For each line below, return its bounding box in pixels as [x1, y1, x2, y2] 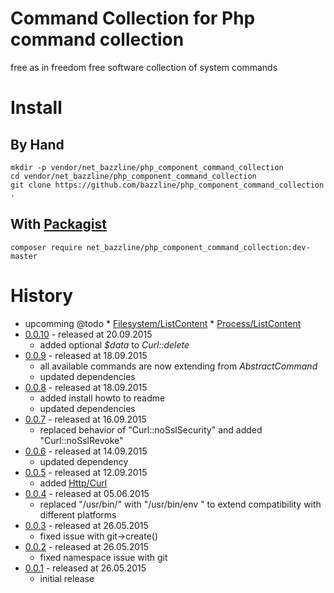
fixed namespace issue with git [39, 551, 168, 563]
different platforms [39, 508, 117, 521]
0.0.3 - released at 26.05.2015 [24, 519, 149, 531]
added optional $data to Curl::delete [39, 338, 190, 351]
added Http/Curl [39, 477, 108, 489]
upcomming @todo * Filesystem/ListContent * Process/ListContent [24, 317, 302, 329]
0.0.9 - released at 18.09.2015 [24, 349, 148, 361]
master [10, 251, 38, 261]
